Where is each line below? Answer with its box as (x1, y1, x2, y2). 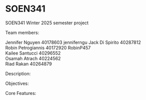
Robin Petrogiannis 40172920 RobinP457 (5, 44, 91, 51)
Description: (5, 70, 31, 76)
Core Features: (5, 90, 36, 96)
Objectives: (5, 80, 29, 86)
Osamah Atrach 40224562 (5, 55, 61, 61)
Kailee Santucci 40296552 (5, 50, 61, 56)
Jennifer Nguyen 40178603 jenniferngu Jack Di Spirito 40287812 (5, 39, 141, 45)
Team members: (5, 29, 40, 35)
